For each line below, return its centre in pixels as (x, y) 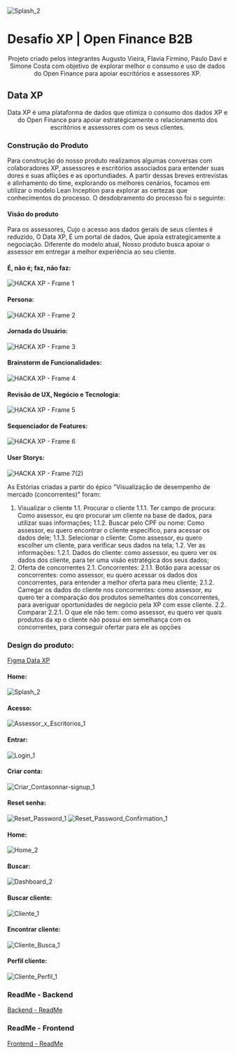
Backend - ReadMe (35, 1010)
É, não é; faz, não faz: (39, 268)
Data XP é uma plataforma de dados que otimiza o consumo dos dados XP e (117, 112)
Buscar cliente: (30, 898)
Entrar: (17, 739)
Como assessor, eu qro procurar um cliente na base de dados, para (114, 515)
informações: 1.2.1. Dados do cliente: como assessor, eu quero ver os (117, 552)
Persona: (21, 300)
